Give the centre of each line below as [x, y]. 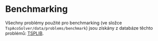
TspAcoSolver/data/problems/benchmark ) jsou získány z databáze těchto [79, 28]
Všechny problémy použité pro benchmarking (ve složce [63, 23]
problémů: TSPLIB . [25, 33]
